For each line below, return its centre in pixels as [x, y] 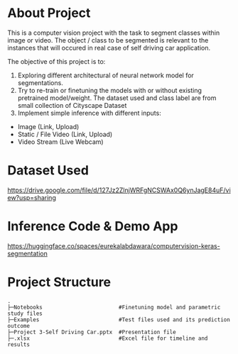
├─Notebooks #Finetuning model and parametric [114, 307]
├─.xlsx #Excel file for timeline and [108, 338]
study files [25, 314]
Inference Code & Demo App [93, 227]
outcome [19, 326]
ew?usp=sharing [32, 197]
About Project [49, 13]
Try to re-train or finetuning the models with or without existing [110, 90]
